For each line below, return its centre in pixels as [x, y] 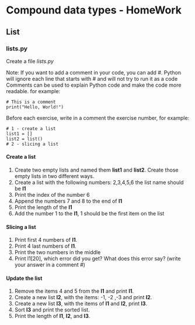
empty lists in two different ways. [54, 176]
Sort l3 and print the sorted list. [52, 310]
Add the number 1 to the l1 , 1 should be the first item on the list [89, 214]
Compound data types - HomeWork [94, 10]
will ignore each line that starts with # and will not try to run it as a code [92, 78]
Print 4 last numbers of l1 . [46, 246]
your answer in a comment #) [50, 265]
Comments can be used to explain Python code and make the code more [94, 85]
